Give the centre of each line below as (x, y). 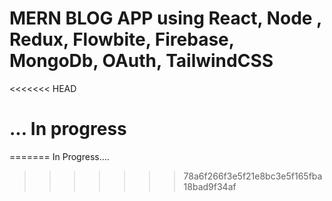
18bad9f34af (210, 186)
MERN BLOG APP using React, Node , (165, 18)
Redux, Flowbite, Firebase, (122, 39)
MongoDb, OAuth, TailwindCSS (141, 61)
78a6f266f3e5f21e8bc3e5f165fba (253, 176)
